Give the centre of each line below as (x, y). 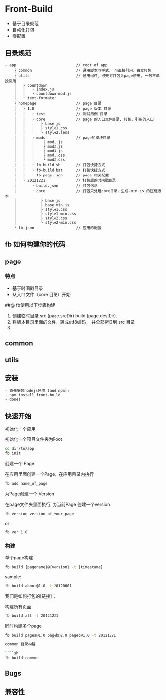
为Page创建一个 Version (30, 494)
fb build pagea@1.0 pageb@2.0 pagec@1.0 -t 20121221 (61, 635)
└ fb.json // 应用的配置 (58, 228)
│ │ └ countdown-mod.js (43, 94)
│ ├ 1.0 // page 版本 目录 (63, 109)
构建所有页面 (18, 606)
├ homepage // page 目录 (58, 103)
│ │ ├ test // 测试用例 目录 (61, 114)
